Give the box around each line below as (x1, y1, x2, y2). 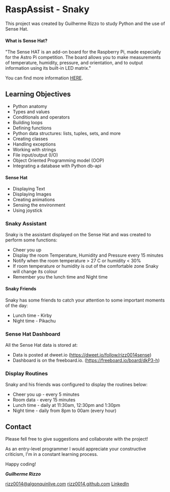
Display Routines (5, 370, 48, 377)
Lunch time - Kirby (12, 312, 52, 318)
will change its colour (12, 268, 58, 275)
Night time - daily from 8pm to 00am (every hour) (12, 407, 117, 414)
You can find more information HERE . (5, 75, 83, 81)
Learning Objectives (5, 90, 71, 98)
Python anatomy (12, 103, 47, 109)
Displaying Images (12, 191, 52, 197)
